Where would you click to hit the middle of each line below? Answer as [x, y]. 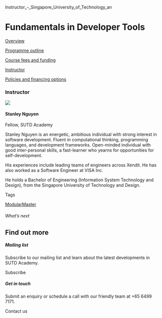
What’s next [17, 216]
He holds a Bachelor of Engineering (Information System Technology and [80, 180]
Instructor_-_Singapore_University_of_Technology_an [59, 7]
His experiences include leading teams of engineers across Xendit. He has [81, 165]
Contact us [16, 311]
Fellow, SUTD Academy [29, 125]
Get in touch [18, 284]
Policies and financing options [36, 79]
